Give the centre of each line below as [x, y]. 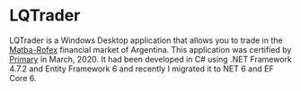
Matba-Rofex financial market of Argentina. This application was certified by [150, 49]
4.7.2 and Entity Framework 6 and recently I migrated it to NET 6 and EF [142, 69]
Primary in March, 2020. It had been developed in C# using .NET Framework [150, 59]
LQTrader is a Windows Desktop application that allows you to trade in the [146, 40]
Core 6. [23, 78]
